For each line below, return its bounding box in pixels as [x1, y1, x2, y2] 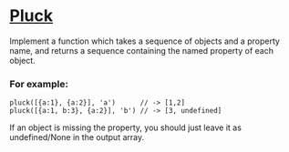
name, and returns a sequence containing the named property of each [9, 45, 274, 56]
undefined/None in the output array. [9, 132, 144, 143]
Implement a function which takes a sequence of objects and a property [9, 35, 281, 46]
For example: [9, 77, 68, 90]
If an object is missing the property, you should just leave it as [9, 122, 242, 133]
